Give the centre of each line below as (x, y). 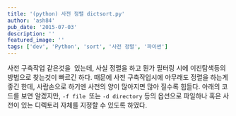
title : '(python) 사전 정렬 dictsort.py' (66, 14)
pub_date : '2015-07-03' (42, 27)
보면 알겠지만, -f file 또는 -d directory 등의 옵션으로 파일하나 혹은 (121, 96)
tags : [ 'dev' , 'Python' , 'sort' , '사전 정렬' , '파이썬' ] (88, 47)
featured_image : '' (36, 40)
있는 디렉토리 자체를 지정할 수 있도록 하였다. (84, 105)
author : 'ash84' (31, 21)
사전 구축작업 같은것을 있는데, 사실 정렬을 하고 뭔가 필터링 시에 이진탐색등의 (117, 69)
